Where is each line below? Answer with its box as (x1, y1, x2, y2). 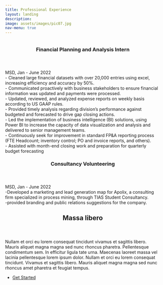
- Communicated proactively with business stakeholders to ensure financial (5, 85, 159, 91)
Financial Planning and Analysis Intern (36, 46, 130, 53)
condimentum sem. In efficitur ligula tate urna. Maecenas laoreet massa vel (5, 249, 158, 255)
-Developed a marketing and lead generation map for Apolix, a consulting (5, 189, 154, 195)
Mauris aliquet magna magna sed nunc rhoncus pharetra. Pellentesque (5, 244, 149, 250)
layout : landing (5, 12, 38, 17)
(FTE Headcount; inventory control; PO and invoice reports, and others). (5, 138, 151, 143)
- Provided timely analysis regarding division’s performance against (5, 107, 142, 112)
